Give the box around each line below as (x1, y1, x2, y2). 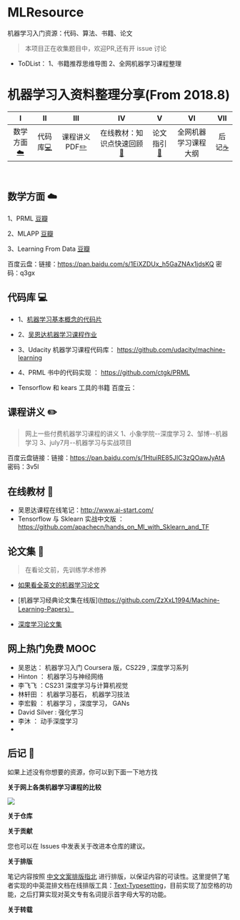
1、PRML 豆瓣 (7, 214, 49, 222)
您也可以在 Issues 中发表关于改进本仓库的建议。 (7, 841, 149, 850)
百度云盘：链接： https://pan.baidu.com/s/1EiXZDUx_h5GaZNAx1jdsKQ (7, 259, 214, 268)
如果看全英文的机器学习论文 (17, 580, 100, 589)
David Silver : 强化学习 (17, 708, 84, 716)
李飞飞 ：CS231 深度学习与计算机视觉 (17, 681, 129, 689)
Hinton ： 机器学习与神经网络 (17, 672, 104, 681)
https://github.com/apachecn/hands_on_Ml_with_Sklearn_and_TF (17, 523, 209, 531)
